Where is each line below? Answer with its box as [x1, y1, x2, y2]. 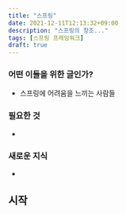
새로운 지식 [8, 150, 48, 161]
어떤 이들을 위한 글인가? [8, 69, 94, 80]
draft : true [8, 41, 48, 49]
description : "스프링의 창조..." [8, 26, 109, 34]
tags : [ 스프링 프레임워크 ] [8, 33, 85, 42]
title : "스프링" [8, 11, 57, 20]
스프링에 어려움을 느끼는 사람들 [19, 88, 116, 98]
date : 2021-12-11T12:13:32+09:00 [8, 19, 119, 27]
